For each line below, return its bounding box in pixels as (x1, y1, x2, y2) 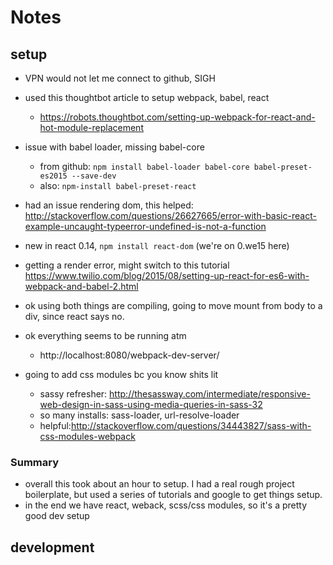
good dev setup (24, 510, 90, 522)
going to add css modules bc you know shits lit (24, 369, 219, 380)
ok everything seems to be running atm (24, 330, 187, 341)
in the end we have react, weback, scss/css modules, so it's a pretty (24, 499, 308, 511)
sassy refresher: (39, 388, 108, 400)
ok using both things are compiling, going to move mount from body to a (24, 300, 323, 311)
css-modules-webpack (39, 431, 136, 442)
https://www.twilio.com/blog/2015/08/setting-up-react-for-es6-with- (24, 270, 310, 281)
